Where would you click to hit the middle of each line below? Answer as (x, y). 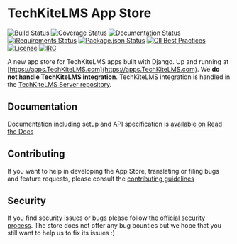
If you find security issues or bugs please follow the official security (106, 218)
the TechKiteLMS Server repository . (60, 84)
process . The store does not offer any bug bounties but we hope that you (115, 226)
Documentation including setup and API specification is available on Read (115, 124)
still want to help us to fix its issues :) (61, 233)
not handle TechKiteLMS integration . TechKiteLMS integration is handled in (119, 77)
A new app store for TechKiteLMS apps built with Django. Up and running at (118, 61)
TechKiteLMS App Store (79, 13)
